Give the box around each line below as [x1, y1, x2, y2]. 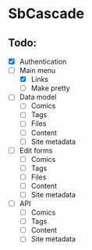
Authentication [19, 57, 67, 66]
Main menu [19, 66, 56, 75]
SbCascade [8, 5, 84, 23]
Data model [19, 92, 57, 102]
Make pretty [30, 83, 70, 93]
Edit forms [19, 145, 53, 155]
